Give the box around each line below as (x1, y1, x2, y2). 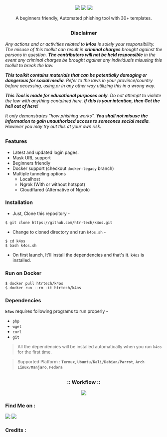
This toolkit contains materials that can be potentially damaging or (5, 72, 148, 78)
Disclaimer (70, 30, 97, 37)
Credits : (5, 426, 26, 433)
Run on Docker (5, 270, 42, 277)
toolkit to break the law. (5, 62, 54, 68)
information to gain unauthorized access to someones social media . (5, 118, 150, 124)
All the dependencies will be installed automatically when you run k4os (17, 344, 162, 350)
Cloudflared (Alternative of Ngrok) (19, 186, 90, 192)
